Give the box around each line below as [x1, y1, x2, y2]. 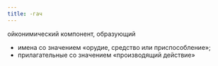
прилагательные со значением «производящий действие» [17, 51, 196, 59]
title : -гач [7, 10, 42, 18]
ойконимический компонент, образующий [7, 29, 136, 38]
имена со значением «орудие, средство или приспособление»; [17, 43, 211, 51]
